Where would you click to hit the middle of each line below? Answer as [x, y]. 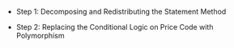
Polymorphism [40, 36]
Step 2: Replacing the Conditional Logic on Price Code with [115, 27]
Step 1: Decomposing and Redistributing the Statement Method [121, 12]
